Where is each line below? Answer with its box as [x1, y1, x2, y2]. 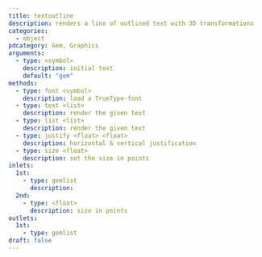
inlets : [8, 162, 35, 170]
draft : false [8, 237, 52, 245]
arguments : [8, 49, 45, 57]
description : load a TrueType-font [23, 94, 143, 102]
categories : [8, 27, 48, 35]
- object [15, 34, 45, 43]
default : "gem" [23, 72, 74, 80]
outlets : [8, 214, 38, 222]
